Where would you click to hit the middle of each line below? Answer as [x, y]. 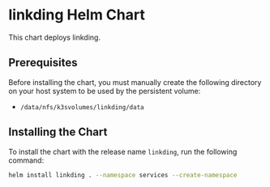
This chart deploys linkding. [55, 37]
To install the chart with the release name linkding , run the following [123, 151]
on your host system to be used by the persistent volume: [105, 91]
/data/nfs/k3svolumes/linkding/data [82, 107]
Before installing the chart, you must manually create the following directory [135, 82]
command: [26, 160]
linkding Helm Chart [77, 15]
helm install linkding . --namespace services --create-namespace [123, 175]
